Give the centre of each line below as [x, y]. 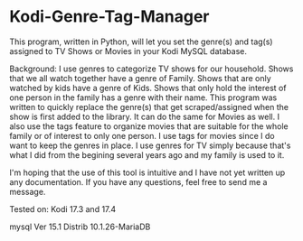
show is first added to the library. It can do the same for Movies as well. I [145, 116]
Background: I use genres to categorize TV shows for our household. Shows [151, 69]
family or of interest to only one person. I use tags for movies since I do [142, 135]
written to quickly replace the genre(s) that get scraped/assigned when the [149, 107]
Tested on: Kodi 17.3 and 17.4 [63, 209]
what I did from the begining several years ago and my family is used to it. [147, 154]
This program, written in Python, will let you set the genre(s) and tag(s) [141, 42]
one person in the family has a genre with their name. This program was [143, 97]
